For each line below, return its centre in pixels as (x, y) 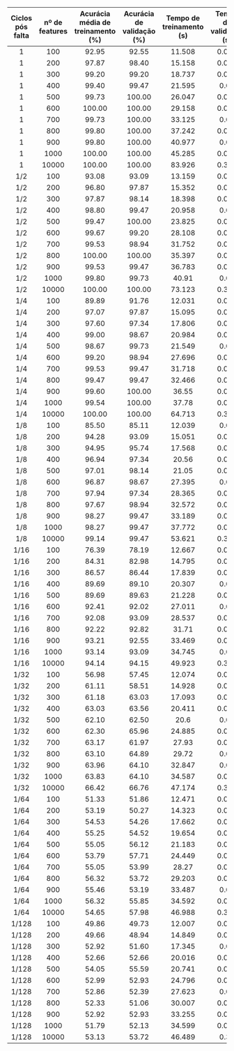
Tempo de (183, 18)
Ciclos (22, 18)
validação (139, 31)
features (53, 31)
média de (95, 22)
